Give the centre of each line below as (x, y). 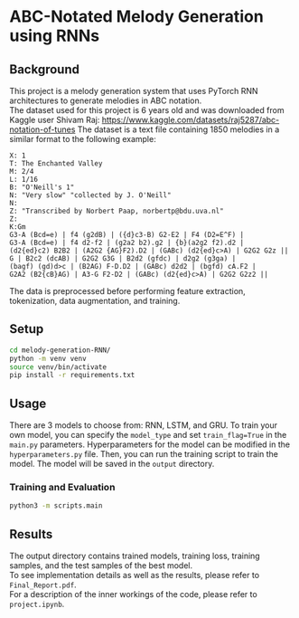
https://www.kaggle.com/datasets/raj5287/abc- (191, 120)
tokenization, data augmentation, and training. (95, 301)
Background (44, 69)
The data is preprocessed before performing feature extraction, (127, 291)
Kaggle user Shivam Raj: (55, 120)
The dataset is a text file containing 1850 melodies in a (178, 129)
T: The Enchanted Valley (56, 164)
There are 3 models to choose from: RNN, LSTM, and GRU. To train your (144, 425)
